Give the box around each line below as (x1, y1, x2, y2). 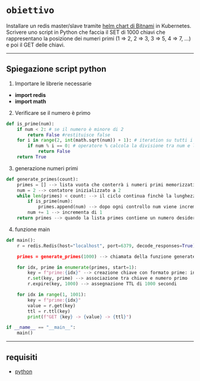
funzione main (14, 226, 51, 233)
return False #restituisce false (27, 132, 111, 138)
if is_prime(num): (27, 198, 73, 204)
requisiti (6, 352, 37, 362)
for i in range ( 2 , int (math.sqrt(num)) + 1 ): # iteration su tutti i (17, 138, 193, 143)
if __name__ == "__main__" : (6, 324, 76, 330)
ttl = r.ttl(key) (27, 308, 70, 314)
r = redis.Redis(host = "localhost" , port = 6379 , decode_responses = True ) (17, 243, 196, 249)
